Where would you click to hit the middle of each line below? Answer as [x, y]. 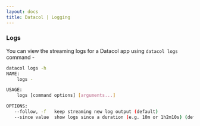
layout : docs [22, 12]
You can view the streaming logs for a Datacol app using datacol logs [92, 51]
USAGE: [14, 90]
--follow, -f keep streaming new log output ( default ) [86, 112]
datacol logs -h [26, 68]
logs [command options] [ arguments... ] [66, 96]
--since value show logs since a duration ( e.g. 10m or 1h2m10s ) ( [101, 117]
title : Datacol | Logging [38, 17]
